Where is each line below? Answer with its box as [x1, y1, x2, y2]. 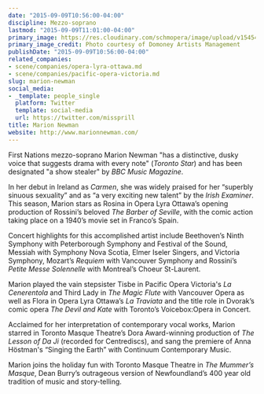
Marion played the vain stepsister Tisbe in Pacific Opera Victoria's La [8, 279, 232, 289]
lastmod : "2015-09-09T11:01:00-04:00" [8, 26, 135, 34]
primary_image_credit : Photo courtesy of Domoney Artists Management [8, 41, 241, 49]
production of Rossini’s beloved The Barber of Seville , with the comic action [8, 207, 254, 216]
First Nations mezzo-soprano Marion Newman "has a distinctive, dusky [8, 150, 239, 160]
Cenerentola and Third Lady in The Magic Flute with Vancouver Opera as [8, 288, 245, 297]
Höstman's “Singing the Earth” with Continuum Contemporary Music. [8, 344, 232, 354]
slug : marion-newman [8, 77, 76, 85]
